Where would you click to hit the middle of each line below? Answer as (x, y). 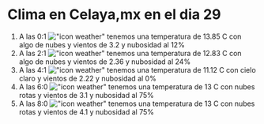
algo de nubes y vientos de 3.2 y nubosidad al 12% (102, 44)
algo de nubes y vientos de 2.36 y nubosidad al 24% (105, 62)
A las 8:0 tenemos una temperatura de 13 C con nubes (137, 103)
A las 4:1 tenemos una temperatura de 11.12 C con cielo (137, 70)
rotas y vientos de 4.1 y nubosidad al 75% (87, 111)
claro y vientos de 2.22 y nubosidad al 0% (88, 78)
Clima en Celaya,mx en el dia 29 (115, 15)
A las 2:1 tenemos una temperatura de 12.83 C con (130, 53)
